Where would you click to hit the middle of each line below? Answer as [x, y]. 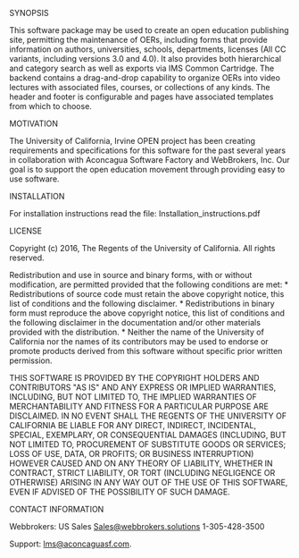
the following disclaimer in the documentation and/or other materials [135, 322]
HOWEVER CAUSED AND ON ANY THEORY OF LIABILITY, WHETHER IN [141, 463]
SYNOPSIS [29, 13]
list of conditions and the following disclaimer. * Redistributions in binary [142, 304]
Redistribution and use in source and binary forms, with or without [131, 275]
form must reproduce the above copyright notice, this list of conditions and [147, 313]
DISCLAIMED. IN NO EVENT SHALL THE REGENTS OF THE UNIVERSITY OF [148, 416]
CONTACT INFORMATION [57, 509]
